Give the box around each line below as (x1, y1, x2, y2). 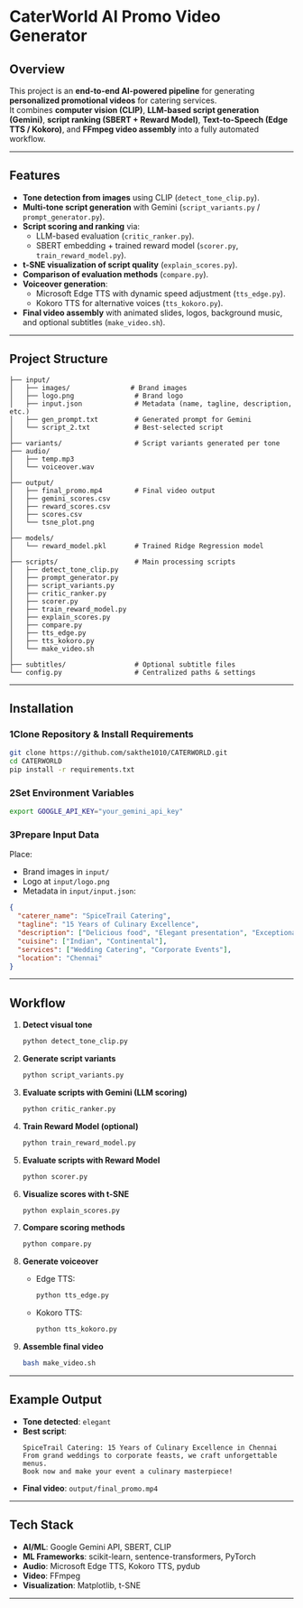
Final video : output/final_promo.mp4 (22, 1482, 159, 1493)
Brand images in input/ (22, 866, 110, 877)
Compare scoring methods (22, 1222, 125, 1233)
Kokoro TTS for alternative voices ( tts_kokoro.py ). (35, 297, 224, 308)
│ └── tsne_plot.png (9, 518, 95, 527)
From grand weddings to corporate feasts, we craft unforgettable (22, 1451, 278, 1460)
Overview (9, 61, 66, 77)
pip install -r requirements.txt (9, 765, 135, 774)
